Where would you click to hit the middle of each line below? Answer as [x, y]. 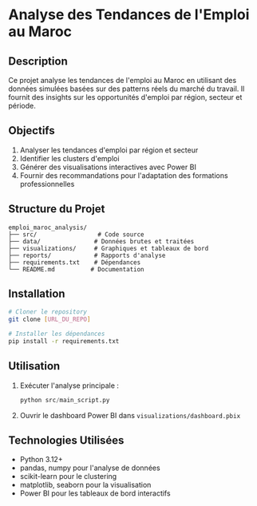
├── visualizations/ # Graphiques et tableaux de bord [109, 248]
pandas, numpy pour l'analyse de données [90, 468]
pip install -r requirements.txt [64, 342]
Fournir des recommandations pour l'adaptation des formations [124, 175]
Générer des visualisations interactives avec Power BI [108, 167]
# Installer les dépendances [57, 334]
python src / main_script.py [65, 400]
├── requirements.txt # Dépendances [75, 262]
